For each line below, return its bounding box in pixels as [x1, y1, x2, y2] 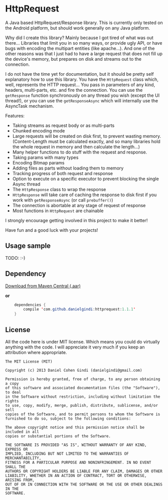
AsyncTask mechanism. [5, 103, 54, 109]
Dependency [5, 269, 46, 278]
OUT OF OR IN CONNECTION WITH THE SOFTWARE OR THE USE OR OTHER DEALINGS [5, 482, 163, 487]
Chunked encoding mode [12, 127, 65, 133]
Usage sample [5, 242, 51, 250]
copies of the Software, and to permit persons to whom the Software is [5, 412, 160, 417]
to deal [5, 390, 22, 395]
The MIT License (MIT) [5, 359, 53, 364]
